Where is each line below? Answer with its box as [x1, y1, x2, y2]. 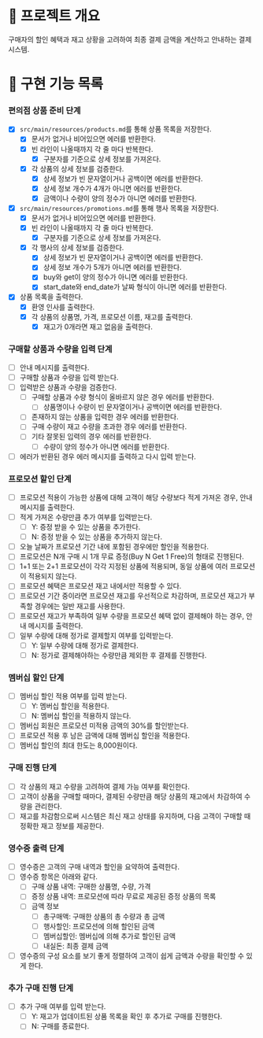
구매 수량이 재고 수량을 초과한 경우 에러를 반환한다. [31, 422, 187, 431]
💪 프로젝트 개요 [8, 7, 101, 25]
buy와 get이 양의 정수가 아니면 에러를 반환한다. [43, 272, 188, 282]
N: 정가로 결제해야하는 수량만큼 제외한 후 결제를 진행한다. [31, 650, 207, 659]
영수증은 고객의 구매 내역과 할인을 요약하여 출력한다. [19, 863, 180, 872]
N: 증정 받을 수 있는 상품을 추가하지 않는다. [31, 532, 163, 541]
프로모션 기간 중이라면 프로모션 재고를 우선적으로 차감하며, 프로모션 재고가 [19, 591, 247, 600]
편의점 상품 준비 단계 [8, 105, 81, 116]
